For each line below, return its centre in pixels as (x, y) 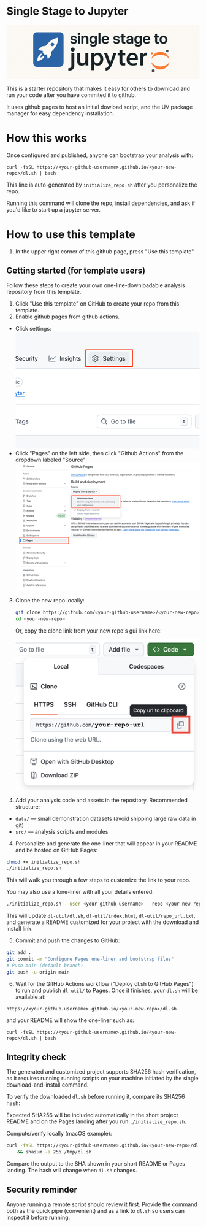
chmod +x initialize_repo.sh (44, 862)
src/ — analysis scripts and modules (62, 831)
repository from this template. (44, 292)
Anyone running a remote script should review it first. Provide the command (102, 1204)
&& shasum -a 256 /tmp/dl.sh (55, 1152)
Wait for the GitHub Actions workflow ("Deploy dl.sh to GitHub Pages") (105, 983)
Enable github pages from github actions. (67, 317)
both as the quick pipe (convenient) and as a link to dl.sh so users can (96, 1211)
